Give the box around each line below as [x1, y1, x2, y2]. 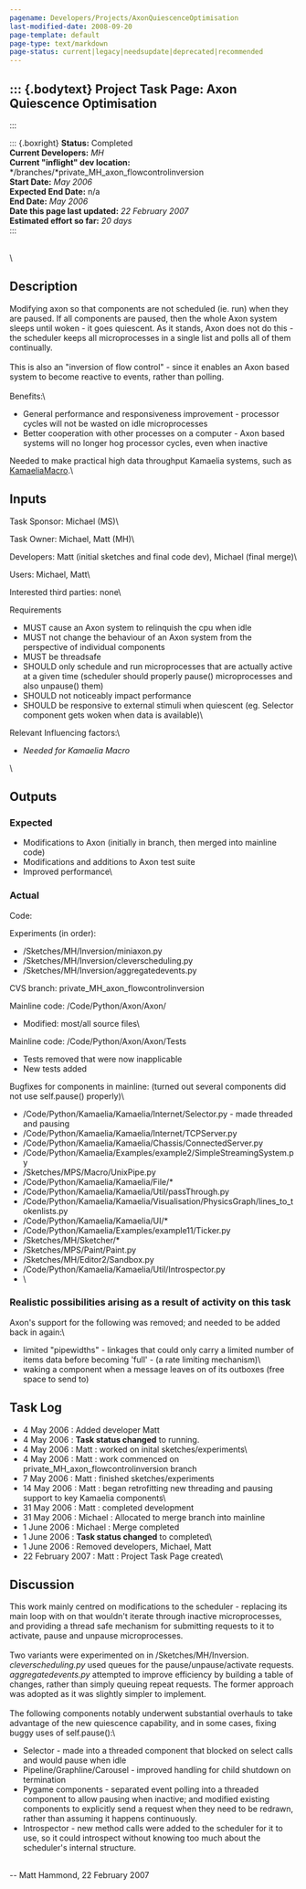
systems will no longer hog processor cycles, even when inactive [22, 437, 269, 448]
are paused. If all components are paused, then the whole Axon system [9, 313, 278, 324]
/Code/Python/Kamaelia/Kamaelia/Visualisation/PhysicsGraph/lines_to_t [22, 1195, 294, 1207]
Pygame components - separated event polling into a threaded [22, 1784, 259, 1795]
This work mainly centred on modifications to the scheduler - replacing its [9, 1601, 288, 1612]
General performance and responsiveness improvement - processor [22, 408, 280, 419]
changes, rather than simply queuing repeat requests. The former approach [9, 1679, 294, 1690]
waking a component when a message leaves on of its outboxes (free [22, 1363, 285, 1374]
